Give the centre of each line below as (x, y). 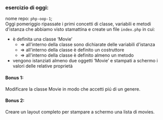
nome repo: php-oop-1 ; (29, 19)
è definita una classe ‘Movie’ (42, 39)
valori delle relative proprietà (42, 66)
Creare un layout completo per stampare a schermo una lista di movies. (80, 112)
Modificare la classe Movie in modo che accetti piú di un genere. (73, 89)
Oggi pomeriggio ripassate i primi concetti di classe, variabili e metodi (78, 24)
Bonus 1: (14, 77)
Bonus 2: (15, 101)
